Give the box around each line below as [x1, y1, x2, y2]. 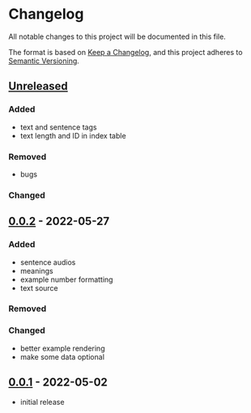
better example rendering [19, 343, 105, 353]
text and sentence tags [19, 122, 97, 132]
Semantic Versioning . [8, 56, 79, 66]
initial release [19, 397, 65, 407]
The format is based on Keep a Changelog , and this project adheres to [8, 47, 243, 57]
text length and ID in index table [19, 130, 127, 140]
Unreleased [8, 79, 69, 93]
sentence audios [19, 257, 76, 267]
